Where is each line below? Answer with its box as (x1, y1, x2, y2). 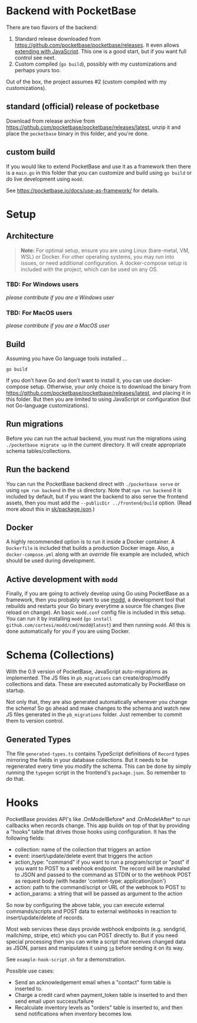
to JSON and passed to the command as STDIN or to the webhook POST (14, 871, 192, 878)
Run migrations (6, 419, 64, 429)
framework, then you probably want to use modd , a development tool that (6, 596, 185, 603)
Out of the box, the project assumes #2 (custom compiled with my (6, 78, 167, 85)
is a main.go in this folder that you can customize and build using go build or (6, 169, 192, 176)
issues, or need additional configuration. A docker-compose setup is (20, 259, 188, 266)
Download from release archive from (6, 117, 96, 124)
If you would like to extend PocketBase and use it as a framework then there (6, 163, 191, 170)
